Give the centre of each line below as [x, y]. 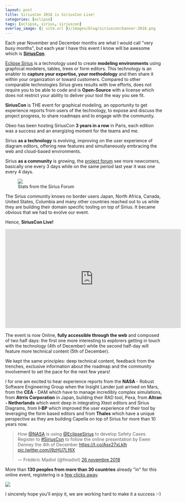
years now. [17, 424]
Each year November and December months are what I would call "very [79, 43]
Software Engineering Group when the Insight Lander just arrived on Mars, [82, 387]
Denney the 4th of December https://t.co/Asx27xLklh [72, 445]
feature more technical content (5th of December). [57, 351]
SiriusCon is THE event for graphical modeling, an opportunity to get [76, 105]
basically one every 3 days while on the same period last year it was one [80, 166]
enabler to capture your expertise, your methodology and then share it [79, 74]
